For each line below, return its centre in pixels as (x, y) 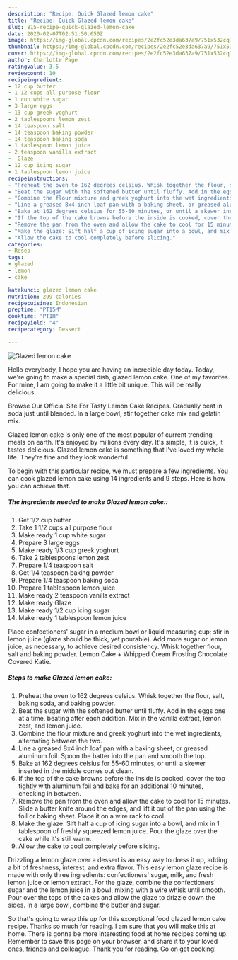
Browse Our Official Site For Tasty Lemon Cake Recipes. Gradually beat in (115, 406)
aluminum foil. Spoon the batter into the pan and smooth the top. (112, 755)
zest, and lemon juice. (50, 726)
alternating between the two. (60, 741)
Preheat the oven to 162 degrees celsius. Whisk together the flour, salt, (121, 695)
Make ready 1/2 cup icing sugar (64, 610)
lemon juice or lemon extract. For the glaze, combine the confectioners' (112, 882)
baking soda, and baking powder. (67, 703)
